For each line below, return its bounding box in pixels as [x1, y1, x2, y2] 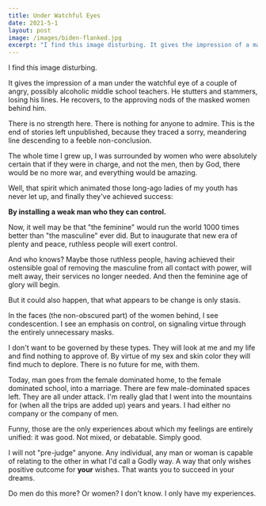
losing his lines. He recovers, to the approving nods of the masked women [8, 95, 250, 105]
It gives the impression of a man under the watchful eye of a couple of [8, 79, 237, 88]
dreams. [8, 473, 36, 483]
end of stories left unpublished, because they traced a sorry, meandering [8, 128, 247, 137]
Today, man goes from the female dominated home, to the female [8, 375, 222, 385]
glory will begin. [8, 280, 61, 289]
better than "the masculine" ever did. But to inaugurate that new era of [8, 231, 237, 240]
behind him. [8, 104, 47, 113]
